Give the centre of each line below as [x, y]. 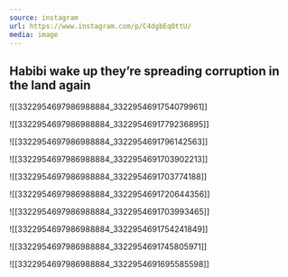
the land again [50, 85]
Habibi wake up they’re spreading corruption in [144, 71]
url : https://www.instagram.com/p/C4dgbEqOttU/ [101, 26]
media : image [34, 34]
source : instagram [44, 18]
